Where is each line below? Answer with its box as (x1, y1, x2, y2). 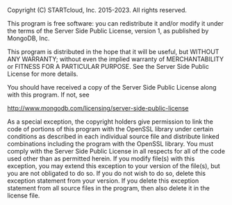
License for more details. (7, 69, 78, 78)
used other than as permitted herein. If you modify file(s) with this (7, 154, 195, 163)
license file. (7, 191, 40, 199)
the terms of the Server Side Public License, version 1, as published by (7, 27, 209, 35)
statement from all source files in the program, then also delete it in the (7, 184, 210, 192)
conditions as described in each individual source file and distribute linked (7, 132, 220, 140)
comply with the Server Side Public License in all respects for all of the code (7, 147, 226, 155)
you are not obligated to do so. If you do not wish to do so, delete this (7, 170, 206, 177)
